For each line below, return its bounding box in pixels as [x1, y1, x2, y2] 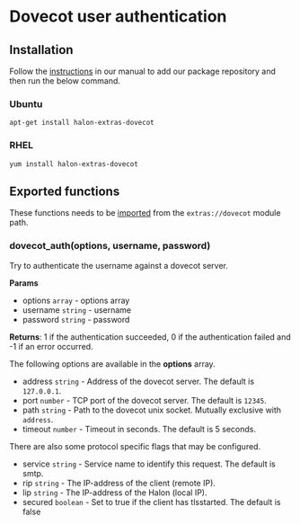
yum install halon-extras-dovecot [9, 159, 139, 168]
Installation [9, 42, 74, 58]
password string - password [22, 314, 130, 324]
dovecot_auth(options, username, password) [9, 240, 211, 253]
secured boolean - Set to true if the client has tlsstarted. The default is [22, 496, 281, 507]
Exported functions [9, 183, 120, 199]
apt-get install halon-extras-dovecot [9, 119, 154, 128]
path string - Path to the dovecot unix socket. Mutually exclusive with [22, 404, 281, 415]
